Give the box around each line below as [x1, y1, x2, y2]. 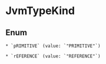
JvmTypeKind [5, 4, 75, 18]
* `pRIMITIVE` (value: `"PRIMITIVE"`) [5, 43, 101, 49]
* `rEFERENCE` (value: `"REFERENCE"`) [5, 53, 101, 59]
